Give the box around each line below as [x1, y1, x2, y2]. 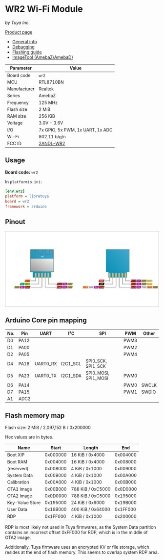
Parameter [10, 65, 32, 71]
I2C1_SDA [61, 373, 82, 379]
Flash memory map [5, 411, 65, 420]
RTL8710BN [39, 79, 64, 85]
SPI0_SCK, [85, 358, 107, 364]
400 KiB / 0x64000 [71, 507, 111, 512]
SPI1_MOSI [85, 375, 108, 381]
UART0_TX [35, 373, 57, 379]
